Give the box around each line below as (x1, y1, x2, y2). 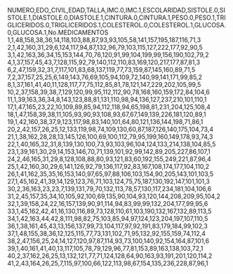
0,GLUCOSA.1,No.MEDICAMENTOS (7, 28, 109, 36)
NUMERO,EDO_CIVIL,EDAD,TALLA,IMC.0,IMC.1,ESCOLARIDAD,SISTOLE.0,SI (7, 6, 226, 14)
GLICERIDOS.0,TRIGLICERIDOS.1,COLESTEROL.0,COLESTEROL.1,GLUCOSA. (7, 21, 227, 29)
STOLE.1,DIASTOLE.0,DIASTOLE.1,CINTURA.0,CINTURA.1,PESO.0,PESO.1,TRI (7, 13, 226, 22)
